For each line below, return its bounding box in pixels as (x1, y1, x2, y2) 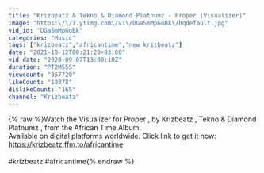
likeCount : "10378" (8, 78, 73, 86)
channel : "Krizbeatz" (8, 93, 80, 101)
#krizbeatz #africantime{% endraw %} (8, 156, 135, 167)
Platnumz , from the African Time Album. (8, 123, 141, 133)
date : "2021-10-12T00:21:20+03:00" (8, 48, 126, 56)
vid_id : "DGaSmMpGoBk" (8, 26, 83, 34)
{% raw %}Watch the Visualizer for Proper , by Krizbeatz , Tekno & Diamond (8, 114, 257, 124)
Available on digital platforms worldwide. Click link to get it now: (8, 132, 216, 141)
